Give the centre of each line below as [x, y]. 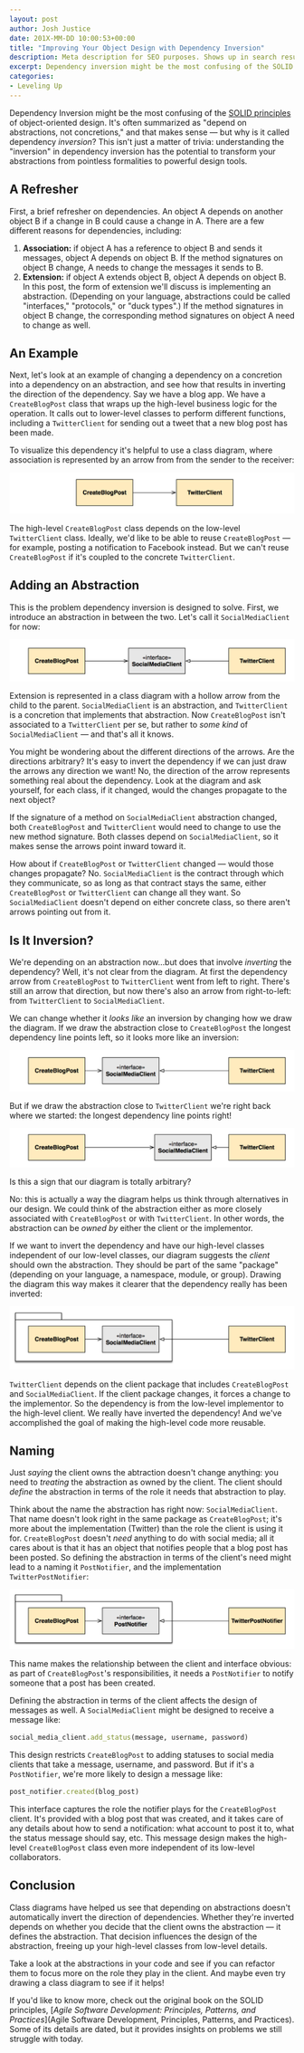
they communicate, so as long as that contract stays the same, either [138, 883]
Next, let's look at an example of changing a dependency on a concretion [146, 375]
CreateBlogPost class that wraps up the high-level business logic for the [143, 404]
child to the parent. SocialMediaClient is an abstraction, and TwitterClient [149, 705]
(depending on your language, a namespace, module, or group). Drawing [146, 1275]
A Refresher [44, 190]
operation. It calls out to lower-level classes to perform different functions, [148, 414]
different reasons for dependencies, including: [96, 230]
